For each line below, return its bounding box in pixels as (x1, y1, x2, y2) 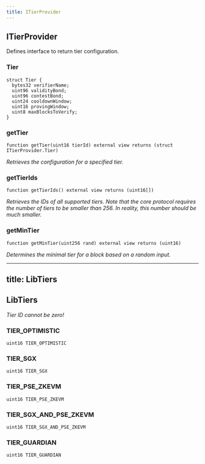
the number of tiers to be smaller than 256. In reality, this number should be (6, 205, 196, 212)
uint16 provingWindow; (12, 103, 70, 110)
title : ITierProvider (6, 9, 62, 15)
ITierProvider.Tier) (6, 148, 59, 154)
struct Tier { (6, 77, 43, 83)
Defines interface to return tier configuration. (6, 48, 120, 55)
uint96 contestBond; (12, 93, 64, 99)
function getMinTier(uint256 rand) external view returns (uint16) (6, 240, 182, 246)
